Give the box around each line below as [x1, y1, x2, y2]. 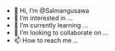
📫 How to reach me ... [13, 37, 79, 44]
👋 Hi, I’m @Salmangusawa [13, 7, 89, 14]
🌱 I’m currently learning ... [13, 21, 89, 29]
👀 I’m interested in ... [13, 14, 73, 22]
